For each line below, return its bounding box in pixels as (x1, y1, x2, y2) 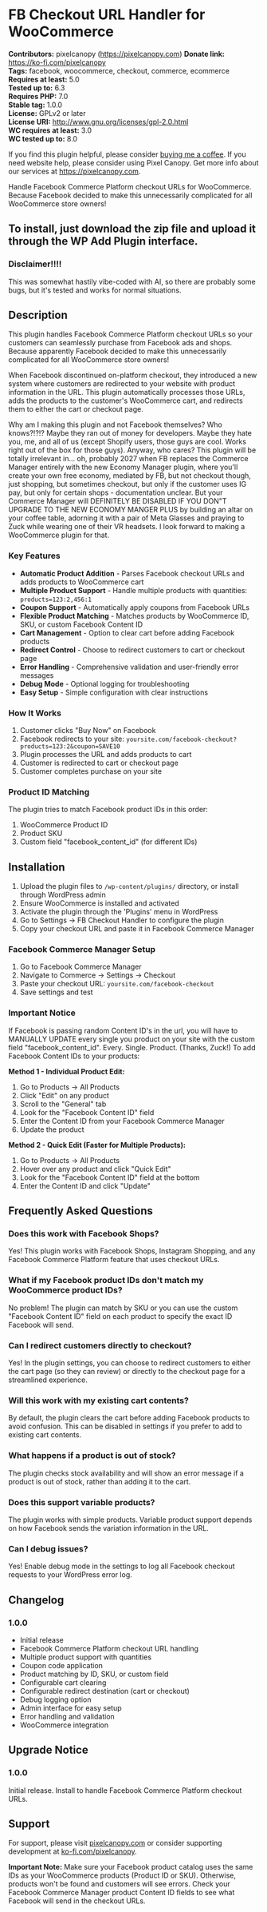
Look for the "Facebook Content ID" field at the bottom (19, 1173, 201, 1182)
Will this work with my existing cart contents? (8, 1395, 189, 1406)
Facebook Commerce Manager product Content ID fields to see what (8, 1888, 235, 1898)
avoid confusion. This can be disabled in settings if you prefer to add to (8, 1421, 242, 1432)
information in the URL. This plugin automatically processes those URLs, (8, 388, 245, 397)
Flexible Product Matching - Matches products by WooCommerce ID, (19, 611, 249, 620)
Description (8, 309, 68, 322)
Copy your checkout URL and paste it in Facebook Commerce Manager (19, 924, 254, 934)
